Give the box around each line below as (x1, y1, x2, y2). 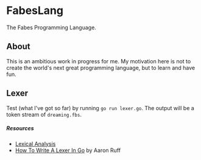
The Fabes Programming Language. (6, 24, 96, 31)
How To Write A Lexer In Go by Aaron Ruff (15, 147, 121, 154)
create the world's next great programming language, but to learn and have (6, 64, 196, 71)
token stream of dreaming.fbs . (6, 111, 82, 118)
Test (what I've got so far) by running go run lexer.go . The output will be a (6, 104, 195, 111)
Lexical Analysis (15, 140, 56, 147)
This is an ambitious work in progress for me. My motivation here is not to (6, 57, 191, 64)
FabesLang (6, 4, 64, 18)
